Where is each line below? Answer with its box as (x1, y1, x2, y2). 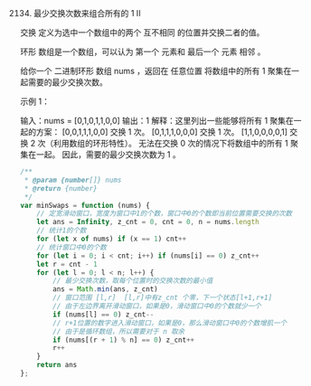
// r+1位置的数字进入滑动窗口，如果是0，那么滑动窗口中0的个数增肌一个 (52, 318, 287, 327)
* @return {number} (24, 184, 99, 193)
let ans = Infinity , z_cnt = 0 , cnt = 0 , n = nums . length (36, 218, 259, 227)
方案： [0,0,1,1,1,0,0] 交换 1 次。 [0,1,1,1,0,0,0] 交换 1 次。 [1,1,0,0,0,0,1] (35, 127, 288, 137)
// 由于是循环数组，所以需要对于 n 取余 (52, 326, 185, 336)
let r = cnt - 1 (36, 259, 99, 268)
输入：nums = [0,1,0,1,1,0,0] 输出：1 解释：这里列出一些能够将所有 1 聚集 (20, 116, 287, 126)
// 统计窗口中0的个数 (36, 242, 108, 251)
